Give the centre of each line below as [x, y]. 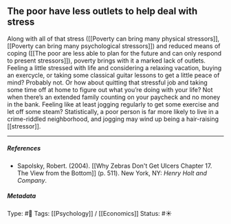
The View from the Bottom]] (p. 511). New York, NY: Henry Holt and [112, 173]
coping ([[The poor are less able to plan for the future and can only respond [114, 53]
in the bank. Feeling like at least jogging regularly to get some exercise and [113, 104]
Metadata [22, 196]
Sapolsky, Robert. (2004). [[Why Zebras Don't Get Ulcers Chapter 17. [114, 166]
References [24, 148]
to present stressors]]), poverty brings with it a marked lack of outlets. [107, 60]
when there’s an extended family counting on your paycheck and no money [114, 97]
